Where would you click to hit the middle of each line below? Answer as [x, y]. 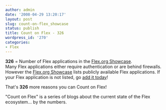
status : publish [22, 28]
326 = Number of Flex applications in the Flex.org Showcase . [69, 61]
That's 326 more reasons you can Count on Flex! [56, 87]
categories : [18, 42]
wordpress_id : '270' [27, 38]
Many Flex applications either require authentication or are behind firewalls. [84, 66]
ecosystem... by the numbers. [36, 102]
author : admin [20, 10]
